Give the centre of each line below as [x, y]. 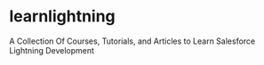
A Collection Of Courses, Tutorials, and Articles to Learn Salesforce [132, 41]
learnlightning [62, 16]
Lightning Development [52, 50]
